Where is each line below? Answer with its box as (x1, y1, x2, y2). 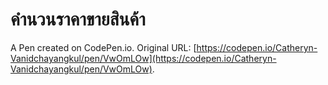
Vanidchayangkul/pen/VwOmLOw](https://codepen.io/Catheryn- (10, 52, 277, 64)
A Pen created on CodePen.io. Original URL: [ (10, 41, 197, 53)
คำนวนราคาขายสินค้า (10, 8, 146, 31)
